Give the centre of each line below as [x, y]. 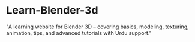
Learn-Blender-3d [52, 10]
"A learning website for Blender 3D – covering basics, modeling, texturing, [97, 27]
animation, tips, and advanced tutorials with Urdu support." [79, 33]
